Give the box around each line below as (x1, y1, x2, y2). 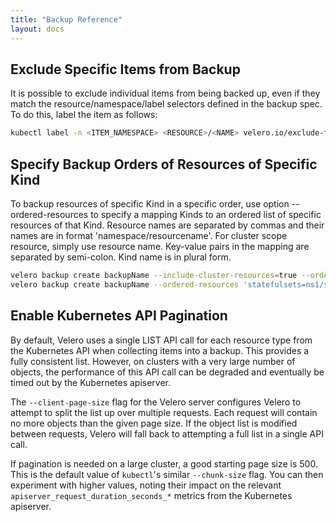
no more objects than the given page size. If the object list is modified (10, 417, 298, 429)
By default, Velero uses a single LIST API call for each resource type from (10, 334, 313, 346)
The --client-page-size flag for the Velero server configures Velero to (10, 396, 302, 408)
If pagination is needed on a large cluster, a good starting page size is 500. (10, 457, 318, 470)
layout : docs (10, 24, 65, 34)
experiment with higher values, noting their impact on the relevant (10, 479, 282, 491)
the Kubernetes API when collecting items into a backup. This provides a (10, 344, 310, 356)
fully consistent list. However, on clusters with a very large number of (10, 355, 296, 367)
